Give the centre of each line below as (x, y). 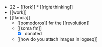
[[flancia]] (20, 18)
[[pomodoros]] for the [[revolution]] (53, 23)
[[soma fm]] (29, 28)
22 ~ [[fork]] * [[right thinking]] (41, 7)
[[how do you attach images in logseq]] (57, 39)
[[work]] (18, 12)
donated (33, 33)
